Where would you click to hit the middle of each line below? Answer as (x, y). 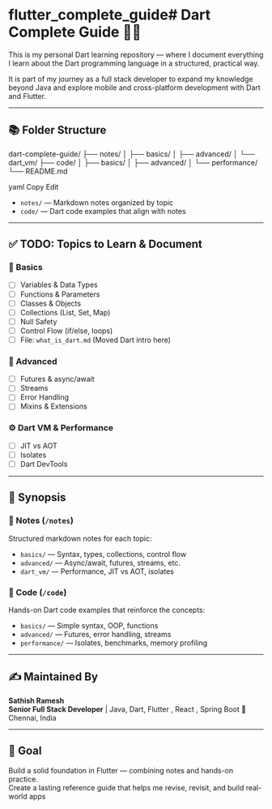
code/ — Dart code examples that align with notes (103, 211)
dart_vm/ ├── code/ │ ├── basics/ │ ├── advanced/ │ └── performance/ (133, 162)
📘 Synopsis (37, 497)
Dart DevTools (44, 464)
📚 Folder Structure (57, 130)
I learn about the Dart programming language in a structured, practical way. (134, 63)
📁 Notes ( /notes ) (41, 520)
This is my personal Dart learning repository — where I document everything (136, 54)
